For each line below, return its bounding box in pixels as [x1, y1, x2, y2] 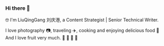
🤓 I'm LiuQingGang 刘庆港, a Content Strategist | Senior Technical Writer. [5, 17, 159, 23]
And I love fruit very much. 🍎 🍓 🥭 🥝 [5, 35, 78, 41]
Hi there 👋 [5, 5, 31, 12]
